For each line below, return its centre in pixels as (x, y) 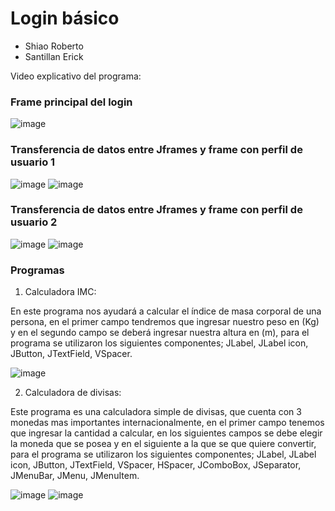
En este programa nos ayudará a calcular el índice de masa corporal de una (166, 311)
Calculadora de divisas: (73, 393)
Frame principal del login (71, 102)
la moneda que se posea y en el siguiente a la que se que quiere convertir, (163, 444)
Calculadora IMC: (60, 292)
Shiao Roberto (54, 46)
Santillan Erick (54, 56)
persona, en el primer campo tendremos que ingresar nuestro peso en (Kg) (165, 322)
